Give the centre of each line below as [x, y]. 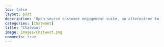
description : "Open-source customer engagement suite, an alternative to [82, 19]
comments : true [21, 37]
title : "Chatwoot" [24, 28]
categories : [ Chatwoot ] [29, 23]
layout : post [18, 14]
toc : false [16, 10]
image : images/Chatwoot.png [34, 32]
